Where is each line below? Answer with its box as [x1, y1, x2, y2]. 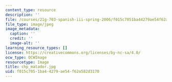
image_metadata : [5, 26, 40, 32]
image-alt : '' [10, 41, 40, 46]
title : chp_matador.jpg [5, 64, 56, 69]
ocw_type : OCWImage [5, 54, 47, 60]
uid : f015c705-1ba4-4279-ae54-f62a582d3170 [5, 69, 100, 74]
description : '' [5, 12, 40, 17]
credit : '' [10, 36, 33, 41]
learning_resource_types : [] [5, 45, 68, 50]
